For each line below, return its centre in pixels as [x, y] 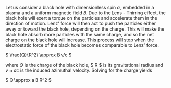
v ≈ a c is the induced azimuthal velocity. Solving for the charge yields [79, 70]
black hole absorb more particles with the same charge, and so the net [80, 34]
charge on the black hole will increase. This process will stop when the [80, 40]
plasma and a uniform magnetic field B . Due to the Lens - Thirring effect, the [86, 13]
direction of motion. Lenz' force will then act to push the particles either [81, 23]
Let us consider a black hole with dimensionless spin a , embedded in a [80, 7]
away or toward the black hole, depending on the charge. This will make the [85, 29]
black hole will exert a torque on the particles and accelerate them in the [81, 18]
